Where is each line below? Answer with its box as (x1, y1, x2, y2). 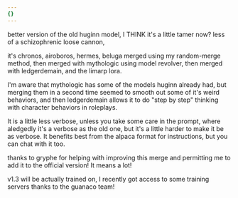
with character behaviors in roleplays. (7, 103, 118, 111)
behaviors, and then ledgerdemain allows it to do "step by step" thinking (7, 95, 219, 104)
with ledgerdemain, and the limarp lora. (7, 66, 122, 75)
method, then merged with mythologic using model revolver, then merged (7, 58, 222, 68)
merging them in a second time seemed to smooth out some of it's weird (7, 88, 220, 96)
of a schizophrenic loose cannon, (7, 37, 105, 46)
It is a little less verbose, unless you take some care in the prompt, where (7, 117, 221, 125)
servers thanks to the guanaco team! (7, 182, 115, 191)
